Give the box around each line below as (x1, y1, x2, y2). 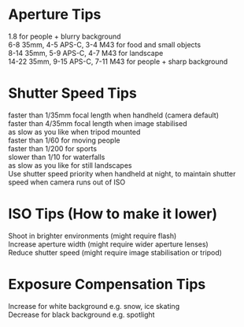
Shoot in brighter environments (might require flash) (8, 231, 177, 240)
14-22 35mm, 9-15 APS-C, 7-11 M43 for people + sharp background (8, 57, 228, 66)
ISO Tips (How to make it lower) (8, 205, 218, 223)
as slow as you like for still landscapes (8, 160, 132, 170)
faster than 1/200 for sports (8, 143, 97, 153)
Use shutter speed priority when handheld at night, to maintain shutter (8, 169, 236, 178)
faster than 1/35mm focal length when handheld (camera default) (8, 110, 219, 120)
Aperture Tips (8, 6, 102, 24)
